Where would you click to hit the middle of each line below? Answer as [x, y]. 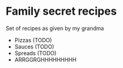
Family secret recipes [61, 11]
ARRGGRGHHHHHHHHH [45, 59]
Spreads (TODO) [35, 53]
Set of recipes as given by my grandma [55, 28]
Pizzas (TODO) [33, 40]
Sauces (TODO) [34, 47]
